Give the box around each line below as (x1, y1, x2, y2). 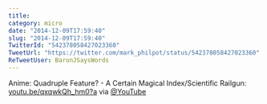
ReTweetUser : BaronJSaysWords (8, 57, 110, 65)
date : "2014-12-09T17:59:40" (8, 26, 106, 34)
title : (8, 11, 30, 20)
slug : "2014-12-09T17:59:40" (8, 34, 106, 42)
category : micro (8, 19, 63, 27)
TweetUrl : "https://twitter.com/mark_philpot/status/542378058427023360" (8, 49, 261, 57)
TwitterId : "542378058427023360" (8, 42, 120, 50)
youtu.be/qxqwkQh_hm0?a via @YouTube (8, 86, 147, 96)
